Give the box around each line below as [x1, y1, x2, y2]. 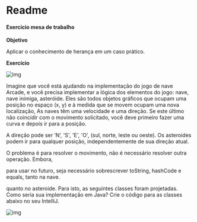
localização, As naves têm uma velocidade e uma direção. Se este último [6, 108, 185, 115]
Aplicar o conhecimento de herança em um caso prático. [6, 48, 145, 55]
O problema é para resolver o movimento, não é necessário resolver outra [6, 149, 187, 157]
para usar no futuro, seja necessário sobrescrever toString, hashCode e [6, 167, 182, 175]
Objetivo [6, 37, 28, 44]
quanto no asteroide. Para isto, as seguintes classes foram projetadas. [6, 185, 178, 192]
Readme [6, 4, 48, 17]
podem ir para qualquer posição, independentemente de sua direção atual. [6, 138, 189, 145]
